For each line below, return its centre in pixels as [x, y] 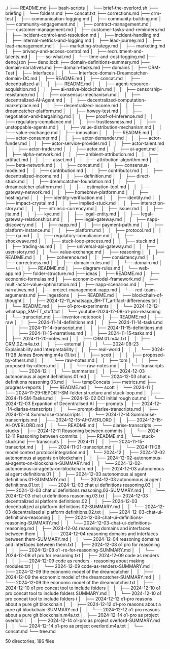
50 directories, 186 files [30, 641]
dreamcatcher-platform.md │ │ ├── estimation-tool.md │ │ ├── [78, 187]
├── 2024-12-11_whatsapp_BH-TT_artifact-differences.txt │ [98, 301]
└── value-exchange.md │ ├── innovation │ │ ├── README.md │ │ [82, 132]
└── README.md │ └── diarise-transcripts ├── [110, 425]
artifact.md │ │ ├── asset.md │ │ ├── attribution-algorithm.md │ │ [82, 160]
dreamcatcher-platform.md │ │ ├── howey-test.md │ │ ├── [74, 111]
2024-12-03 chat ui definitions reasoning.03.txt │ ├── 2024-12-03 [77, 496]
